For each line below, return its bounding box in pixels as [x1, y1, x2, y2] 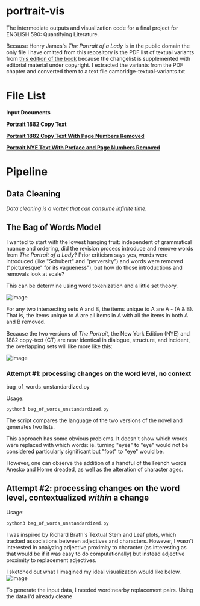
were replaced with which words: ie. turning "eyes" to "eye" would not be [6, 441, 189, 448]
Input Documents [6, 108, 51, 116]
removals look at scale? [6, 270, 65, 278]
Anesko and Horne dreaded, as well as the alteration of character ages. [6, 466, 184, 473]
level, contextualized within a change [6, 493, 149, 503]
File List [6, 89, 46, 103]
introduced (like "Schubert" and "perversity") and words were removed [6, 257, 183, 264]
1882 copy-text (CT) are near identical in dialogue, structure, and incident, [6, 336, 190, 343]
